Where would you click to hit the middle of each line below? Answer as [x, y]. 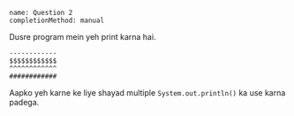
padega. [24, 102]
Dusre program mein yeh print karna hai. [83, 37]
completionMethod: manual [57, 20]
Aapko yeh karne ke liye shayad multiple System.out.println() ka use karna [147, 93]
